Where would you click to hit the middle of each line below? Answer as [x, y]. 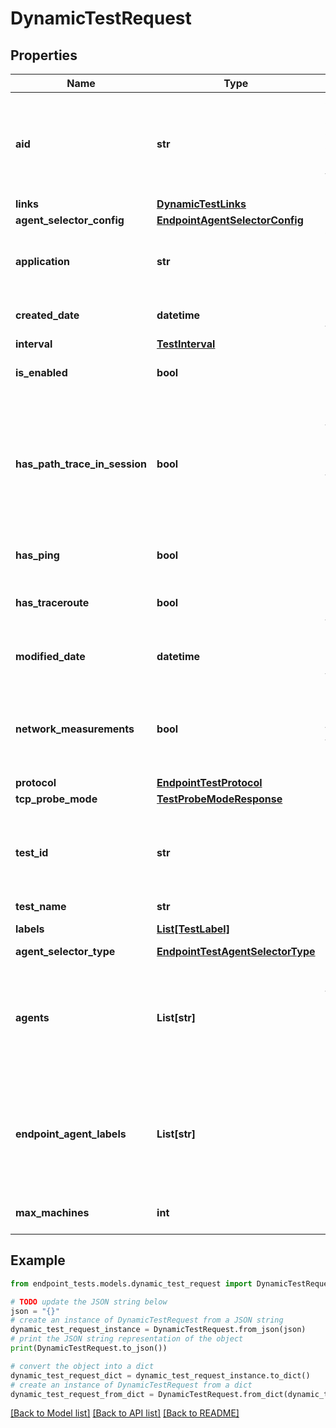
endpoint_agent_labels [71, 1134]
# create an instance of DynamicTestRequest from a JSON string [147, 1320]
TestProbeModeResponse [219, 799]
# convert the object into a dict [82, 1366]
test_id [32, 852]
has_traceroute [52, 602]
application [42, 261]
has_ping [37, 555]
